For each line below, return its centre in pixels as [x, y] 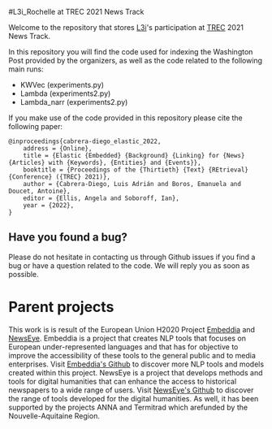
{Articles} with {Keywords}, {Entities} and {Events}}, [105, 162]
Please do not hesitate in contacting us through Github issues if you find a [132, 257]
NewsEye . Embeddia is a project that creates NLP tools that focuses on [127, 338]
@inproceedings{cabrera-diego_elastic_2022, [85, 141]
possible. [24, 274]
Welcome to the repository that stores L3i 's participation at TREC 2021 [126, 27]
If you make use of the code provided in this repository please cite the [126, 118]
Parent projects [61, 307]
